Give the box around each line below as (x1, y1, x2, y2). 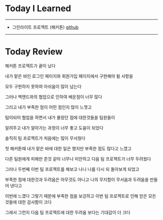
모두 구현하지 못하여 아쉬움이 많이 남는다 (5, 83, 81, 89)
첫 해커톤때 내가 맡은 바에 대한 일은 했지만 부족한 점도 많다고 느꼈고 (5, 146, 132, 151)
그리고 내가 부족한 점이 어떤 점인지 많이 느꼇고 (5, 104, 92, 110)
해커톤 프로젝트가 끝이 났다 (5, 63, 56, 69)
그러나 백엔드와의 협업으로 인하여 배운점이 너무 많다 (5, 93, 102, 100)
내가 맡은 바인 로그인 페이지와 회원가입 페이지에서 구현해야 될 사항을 (5, 73, 133, 79)
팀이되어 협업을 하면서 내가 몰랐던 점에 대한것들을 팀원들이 (5, 114, 115, 120)
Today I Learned (5, 3, 71, 14)
